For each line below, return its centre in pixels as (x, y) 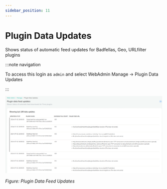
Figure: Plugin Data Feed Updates (40, 181)
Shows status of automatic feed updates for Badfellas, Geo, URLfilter (76, 49)
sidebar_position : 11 (28, 10)
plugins (13, 55)
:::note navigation (23, 64)
